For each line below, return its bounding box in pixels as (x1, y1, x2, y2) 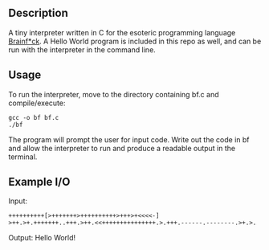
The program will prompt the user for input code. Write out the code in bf (8, 134, 250, 144)
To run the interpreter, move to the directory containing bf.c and (8, 89, 219, 99)
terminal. (8, 152, 38, 162)
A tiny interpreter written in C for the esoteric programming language (8, 27, 236, 37)
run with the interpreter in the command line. (8, 44, 157, 55)
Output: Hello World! (8, 233, 76, 243)
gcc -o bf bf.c (8, 113, 59, 121)
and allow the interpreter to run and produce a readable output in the (8, 143, 235, 153)
